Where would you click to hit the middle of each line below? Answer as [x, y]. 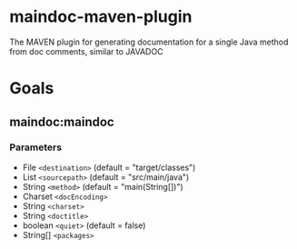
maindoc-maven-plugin [101, 17]
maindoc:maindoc [62, 121]
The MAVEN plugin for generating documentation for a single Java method [149, 42]
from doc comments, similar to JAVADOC [86, 51]
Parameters [35, 147]
